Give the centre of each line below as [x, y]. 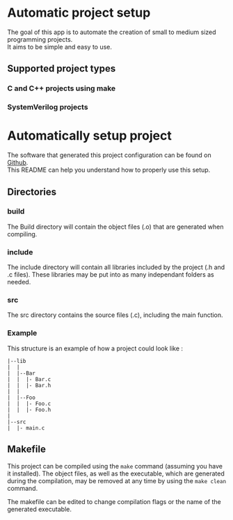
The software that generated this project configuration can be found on [110, 155]
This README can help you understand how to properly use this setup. [109, 170]
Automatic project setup [79, 13]
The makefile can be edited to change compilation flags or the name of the [114, 501]
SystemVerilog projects [48, 107]
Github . [18, 163]
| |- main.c [26, 428]
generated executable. [39, 509]
